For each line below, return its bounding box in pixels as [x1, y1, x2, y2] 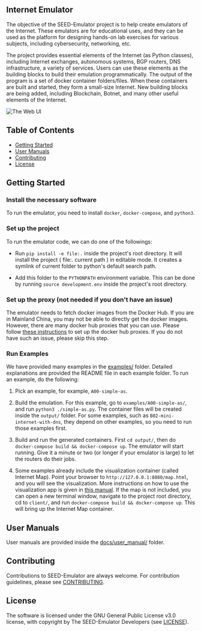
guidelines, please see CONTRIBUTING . [6, 578, 105, 585]
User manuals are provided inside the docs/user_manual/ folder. [6, 539, 165, 546]
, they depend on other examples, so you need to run [61, 418, 192, 426]
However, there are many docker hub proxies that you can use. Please [6, 321, 180, 329]
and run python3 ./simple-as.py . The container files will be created [14, 405, 182, 413]
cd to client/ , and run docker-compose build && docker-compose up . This [14, 499, 196, 506]
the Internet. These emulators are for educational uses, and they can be [6, 27, 184, 34]
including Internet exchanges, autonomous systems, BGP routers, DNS [6, 58, 181, 65]
